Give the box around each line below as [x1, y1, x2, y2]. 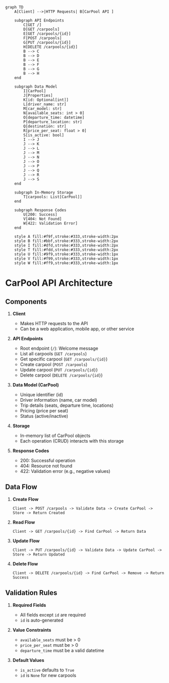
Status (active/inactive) [20, 413, 69, 419]
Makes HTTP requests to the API [20, 321, 88, 326]
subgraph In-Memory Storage [14, 190, 73, 195]
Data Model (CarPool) [12, 382, 59, 388]
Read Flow [12, 519, 35, 525]
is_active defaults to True [20, 667, 75, 673]
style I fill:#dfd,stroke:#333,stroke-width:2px [14, 243, 119, 248]
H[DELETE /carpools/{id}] [23, 44, 78, 49]
